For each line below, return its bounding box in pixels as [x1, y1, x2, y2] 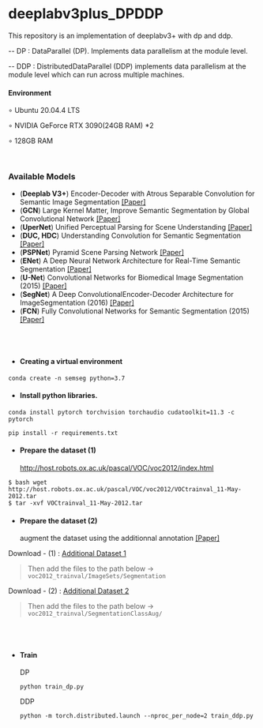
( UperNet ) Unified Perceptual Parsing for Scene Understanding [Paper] [19, 223, 253, 232]
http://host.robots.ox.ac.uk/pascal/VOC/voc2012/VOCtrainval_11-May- [8, 486, 242, 493]
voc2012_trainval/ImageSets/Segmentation [27, 572, 166, 580]
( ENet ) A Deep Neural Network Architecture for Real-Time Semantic [19, 256, 241, 265]
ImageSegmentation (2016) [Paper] [19, 298, 134, 308]
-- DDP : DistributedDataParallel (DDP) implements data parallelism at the [8, 61, 246, 71]
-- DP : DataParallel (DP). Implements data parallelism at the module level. [8, 46, 248, 55]
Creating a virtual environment [19, 357, 123, 366]
